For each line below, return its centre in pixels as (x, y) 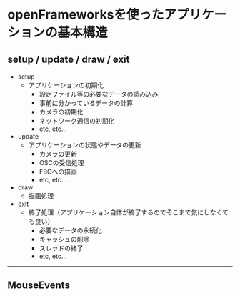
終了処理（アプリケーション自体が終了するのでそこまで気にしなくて (128, 212)
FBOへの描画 (58, 172)
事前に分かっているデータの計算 (86, 103)
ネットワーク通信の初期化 (77, 121)
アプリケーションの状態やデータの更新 (85, 145)
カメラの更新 (58, 154)
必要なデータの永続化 (70, 230)
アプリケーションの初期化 (66, 85)
